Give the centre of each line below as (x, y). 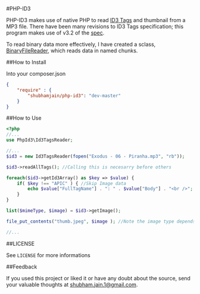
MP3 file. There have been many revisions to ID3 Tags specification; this (95, 26)
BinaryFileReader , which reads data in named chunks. (72, 51)
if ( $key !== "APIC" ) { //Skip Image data (72, 183)
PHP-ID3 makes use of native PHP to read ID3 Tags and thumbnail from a (96, 20)
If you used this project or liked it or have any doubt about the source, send (98, 278)
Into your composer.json (36, 73)
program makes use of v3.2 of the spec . (55, 33)
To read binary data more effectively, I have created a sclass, (81, 44)
